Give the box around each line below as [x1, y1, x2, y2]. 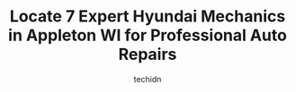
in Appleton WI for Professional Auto [8, 25, 287, 46]
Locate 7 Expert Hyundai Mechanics [9, 6, 286, 27]
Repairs [118, 45, 177, 64]
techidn [133, 73, 162, 84]
